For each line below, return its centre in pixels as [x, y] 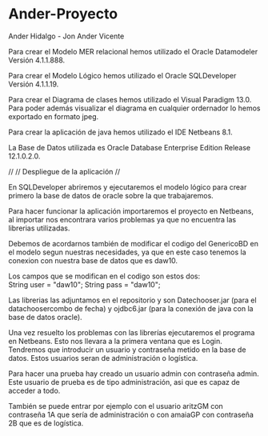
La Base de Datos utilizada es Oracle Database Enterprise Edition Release [130, 147]
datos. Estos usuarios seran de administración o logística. [103, 358]
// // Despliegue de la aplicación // [64, 171]
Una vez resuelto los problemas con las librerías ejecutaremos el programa [132, 332]
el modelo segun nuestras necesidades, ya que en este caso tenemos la [127, 252]
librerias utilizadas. [39, 228]
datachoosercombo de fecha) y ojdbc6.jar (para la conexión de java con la [131, 308]
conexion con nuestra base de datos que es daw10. [93, 260]
